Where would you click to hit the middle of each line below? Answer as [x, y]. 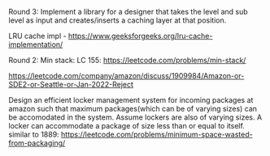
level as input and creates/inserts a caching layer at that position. [118, 20]
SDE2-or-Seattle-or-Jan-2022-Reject [71, 84]
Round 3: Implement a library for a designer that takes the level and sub [128, 12]
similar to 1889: [34, 134]
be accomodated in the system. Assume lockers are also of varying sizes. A [135, 117]
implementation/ [36, 44]
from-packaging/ [37, 143]
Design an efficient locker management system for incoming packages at [131, 100]
